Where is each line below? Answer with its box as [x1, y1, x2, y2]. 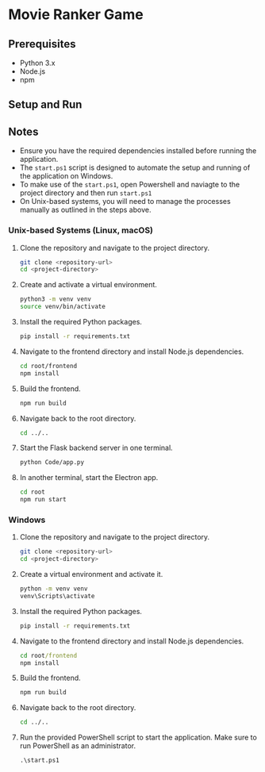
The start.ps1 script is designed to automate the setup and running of [19, 163, 251, 172]
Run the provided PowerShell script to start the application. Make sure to [19, 732, 258, 743]
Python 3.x [19, 58, 56, 67]
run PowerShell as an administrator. [19, 741, 136, 751]
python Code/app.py [19, 459, 85, 467]
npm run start [19, 496, 67, 504]
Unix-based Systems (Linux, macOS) [8, 225, 153, 236]
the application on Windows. [19, 171, 113, 181]
